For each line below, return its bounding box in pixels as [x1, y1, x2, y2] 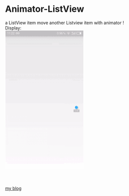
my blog [5, 185, 22, 191]
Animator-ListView [5, 3, 85, 15]
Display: [5, 25, 22, 31]
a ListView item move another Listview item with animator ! [5, 20, 124, 26]
